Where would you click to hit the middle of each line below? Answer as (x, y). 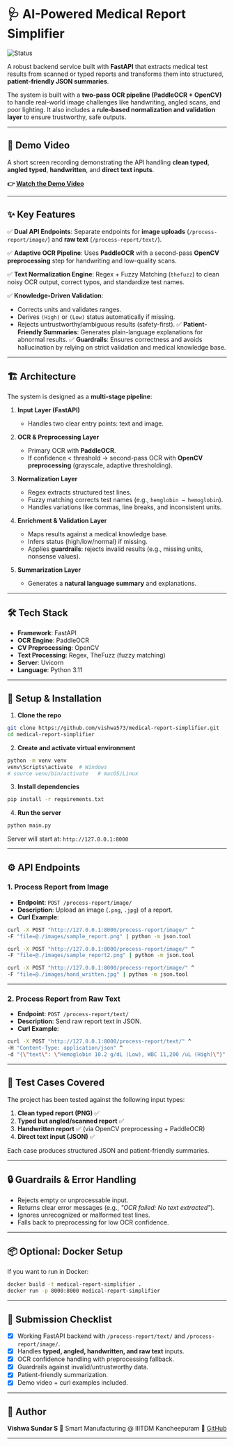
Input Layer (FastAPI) (48, 410)
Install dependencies (48, 787)
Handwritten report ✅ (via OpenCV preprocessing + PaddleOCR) (111, 1128)
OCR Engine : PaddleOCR (53, 640)
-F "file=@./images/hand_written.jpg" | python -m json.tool (98, 974)
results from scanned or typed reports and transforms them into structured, (116, 74)
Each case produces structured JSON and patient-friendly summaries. (108, 1150)
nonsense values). (54, 557)
